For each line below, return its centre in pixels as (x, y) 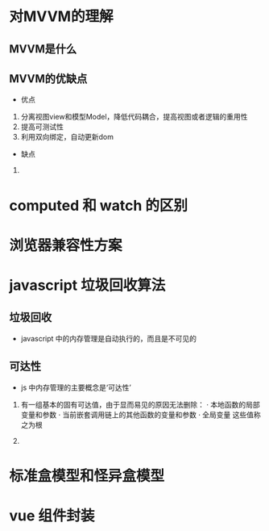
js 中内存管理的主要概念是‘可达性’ (76, 387)
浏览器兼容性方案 (66, 245)
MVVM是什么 (43, 49)
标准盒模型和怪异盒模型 (87, 476)
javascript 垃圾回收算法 (87, 285)
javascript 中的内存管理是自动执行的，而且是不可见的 (108, 338)
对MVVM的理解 (61, 17)
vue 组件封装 (52, 515)
